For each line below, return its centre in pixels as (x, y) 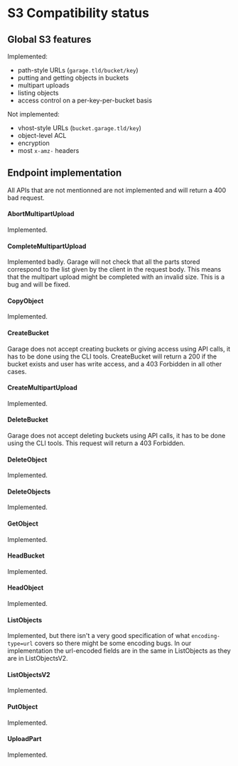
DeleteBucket (28, 420)
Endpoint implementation (65, 173)
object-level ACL (42, 135)
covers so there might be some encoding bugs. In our (113, 643)
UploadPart (25, 739)
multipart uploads (43, 85)
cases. (17, 371)
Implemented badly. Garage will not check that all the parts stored (104, 262)
